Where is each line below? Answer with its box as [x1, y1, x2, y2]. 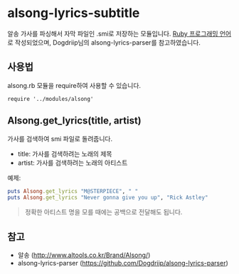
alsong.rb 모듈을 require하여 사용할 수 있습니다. [7, 81, 141, 89]
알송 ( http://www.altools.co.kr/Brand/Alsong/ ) [17, 251, 151, 260]
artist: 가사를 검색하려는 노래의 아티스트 [17, 158, 128, 167]
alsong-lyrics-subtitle [7, 5, 140, 21]
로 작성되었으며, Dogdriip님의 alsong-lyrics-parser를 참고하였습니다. [7, 38, 201, 47]
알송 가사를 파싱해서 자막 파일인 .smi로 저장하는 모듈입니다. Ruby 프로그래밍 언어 [7, 29, 232, 38]
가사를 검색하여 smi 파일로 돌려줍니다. [7, 134, 113, 143]
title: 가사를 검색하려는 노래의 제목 [17, 149, 112, 158]
